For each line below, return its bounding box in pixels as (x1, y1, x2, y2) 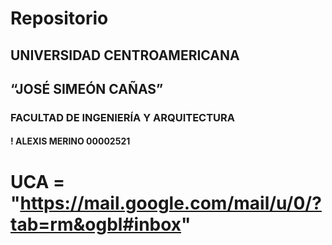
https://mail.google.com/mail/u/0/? (19, 192, 322, 214)
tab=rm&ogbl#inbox (10, 213, 182, 236)
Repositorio (10, 7, 109, 30)
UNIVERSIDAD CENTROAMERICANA (10, 47, 240, 64)
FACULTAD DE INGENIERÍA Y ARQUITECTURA (10, 110, 236, 124)
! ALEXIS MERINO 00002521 (10, 135, 131, 147)
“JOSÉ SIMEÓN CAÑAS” (10, 80, 164, 97)
